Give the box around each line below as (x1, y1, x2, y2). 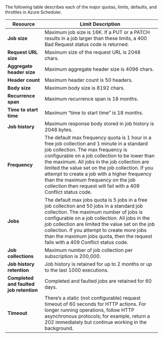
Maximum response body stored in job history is (44, 121, 154, 127)
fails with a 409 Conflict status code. (44, 239, 129, 246)
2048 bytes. (44, 126, 73, 133)
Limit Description (80, 21, 120, 27)
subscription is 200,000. (44, 253, 101, 260)
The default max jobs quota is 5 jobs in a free (44, 197, 147, 203)
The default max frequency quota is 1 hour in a (44, 134, 152, 141)
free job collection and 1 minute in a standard (44, 140, 148, 147)
